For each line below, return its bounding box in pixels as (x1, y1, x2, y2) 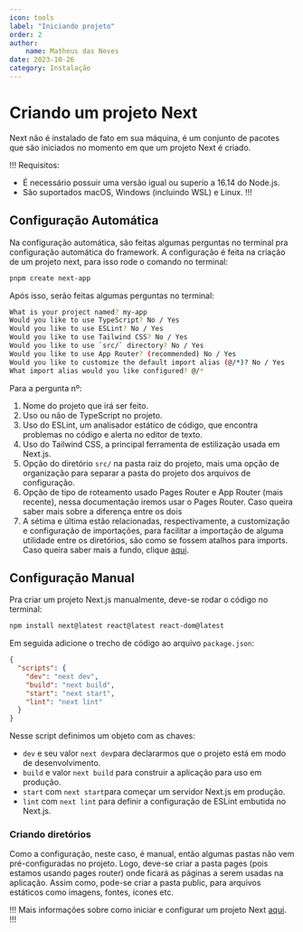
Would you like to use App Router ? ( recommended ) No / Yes (9, 349, 237, 358)
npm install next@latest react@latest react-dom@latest (9, 621, 224, 631)
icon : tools (9, 13, 54, 23)
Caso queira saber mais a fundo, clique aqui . (22, 544, 190, 555)
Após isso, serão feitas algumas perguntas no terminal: (9, 290, 214, 301)
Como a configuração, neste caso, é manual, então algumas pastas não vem (9, 849, 295, 860)
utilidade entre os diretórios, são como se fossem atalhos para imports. (22, 534, 289, 545)
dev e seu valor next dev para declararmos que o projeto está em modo (22, 748, 287, 759)
